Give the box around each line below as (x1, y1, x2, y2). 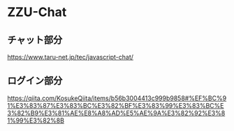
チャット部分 (7, 34, 63, 46)
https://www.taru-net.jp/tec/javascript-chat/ (7, 53, 134, 61)
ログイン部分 (7, 75, 63, 87)
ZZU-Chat (7, 4, 67, 20)
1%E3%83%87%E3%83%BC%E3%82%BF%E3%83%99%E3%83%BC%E (7, 101, 224, 109)
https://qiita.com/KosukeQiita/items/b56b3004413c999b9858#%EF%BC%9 (7, 94, 227, 102)
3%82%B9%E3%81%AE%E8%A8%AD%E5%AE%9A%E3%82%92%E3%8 (7, 109, 226, 117)
